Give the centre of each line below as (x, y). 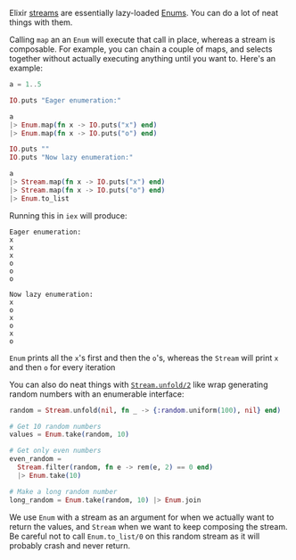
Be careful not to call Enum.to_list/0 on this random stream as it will (135, 536)
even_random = (36, 459)
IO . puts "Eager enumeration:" (66, 100)
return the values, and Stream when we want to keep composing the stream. (148, 526)
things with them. (41, 22)
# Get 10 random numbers (55, 426)
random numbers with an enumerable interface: (97, 394)
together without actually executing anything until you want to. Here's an (143, 58)
